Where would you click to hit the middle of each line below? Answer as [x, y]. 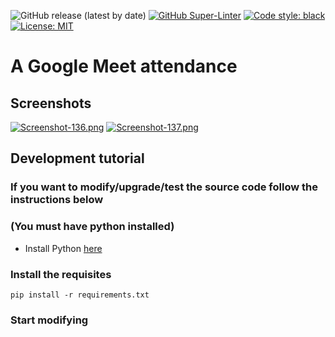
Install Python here [63, 248]
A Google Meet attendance [124, 66]
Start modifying [49, 320]
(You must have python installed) [92, 227]
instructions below [57, 200]
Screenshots [51, 103]
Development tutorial [77, 158]
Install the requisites [61, 274]
